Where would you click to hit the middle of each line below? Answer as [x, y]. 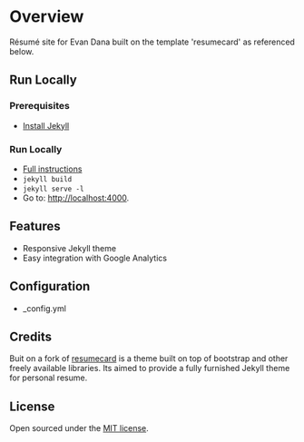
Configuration [50, 286]
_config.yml [44, 308]
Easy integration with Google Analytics [95, 258]
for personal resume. [49, 378]
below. [22, 51]
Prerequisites [39, 106]
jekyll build [47, 179]
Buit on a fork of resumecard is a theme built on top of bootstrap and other [149, 359]
